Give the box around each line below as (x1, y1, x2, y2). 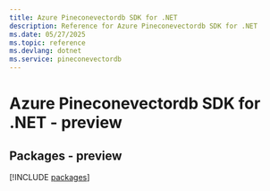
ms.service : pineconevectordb (9, 55, 122, 64)
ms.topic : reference (9, 38, 87, 48)
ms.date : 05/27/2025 (9, 30, 87, 39)
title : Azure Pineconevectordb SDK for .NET (9, 13, 178, 22)
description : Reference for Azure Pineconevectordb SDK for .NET (9, 22, 257, 30)
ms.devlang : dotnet (9, 47, 82, 56)
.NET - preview (9, 113, 122, 133)
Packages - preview (9, 148, 122, 163)
